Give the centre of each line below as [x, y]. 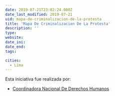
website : [14, 38]
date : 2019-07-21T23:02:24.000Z [39, 10]
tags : [11, 51]
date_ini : [15, 42]
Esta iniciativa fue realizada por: [38, 79]
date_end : [15, 47]
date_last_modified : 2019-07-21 [39, 14]
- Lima [16, 65]
